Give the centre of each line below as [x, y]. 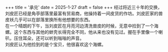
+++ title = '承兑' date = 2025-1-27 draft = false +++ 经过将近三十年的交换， [84, 7]
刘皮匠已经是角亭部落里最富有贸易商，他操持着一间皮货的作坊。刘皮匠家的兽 [84, 13]
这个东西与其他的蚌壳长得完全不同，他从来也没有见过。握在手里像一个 [86, 32]
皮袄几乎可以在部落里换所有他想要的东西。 [49, 20]
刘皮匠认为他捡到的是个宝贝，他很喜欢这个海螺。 [55, 44]
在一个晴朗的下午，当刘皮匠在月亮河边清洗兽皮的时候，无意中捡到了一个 [79, 26]
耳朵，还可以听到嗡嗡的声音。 [53, 38]
